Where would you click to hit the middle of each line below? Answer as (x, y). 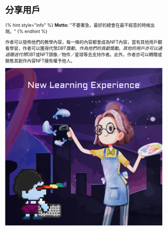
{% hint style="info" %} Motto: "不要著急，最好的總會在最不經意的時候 (78, 25)
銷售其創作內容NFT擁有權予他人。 (40, 60)
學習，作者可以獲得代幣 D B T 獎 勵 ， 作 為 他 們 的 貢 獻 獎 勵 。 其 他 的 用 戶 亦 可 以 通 (86, 48)
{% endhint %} (32, 31)
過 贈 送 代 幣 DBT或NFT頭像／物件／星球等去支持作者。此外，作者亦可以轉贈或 (84, 54)
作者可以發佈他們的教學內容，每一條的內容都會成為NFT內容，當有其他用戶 (82, 42)
